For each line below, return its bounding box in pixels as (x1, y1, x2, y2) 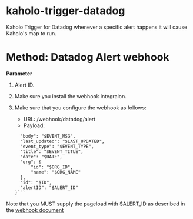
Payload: (23, 122, 45, 129)
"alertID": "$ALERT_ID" (20, 184, 78, 191)
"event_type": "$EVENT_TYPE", (20, 143, 94, 150)
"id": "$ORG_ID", (30, 164, 74, 170)
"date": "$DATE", (20, 154, 63, 160)
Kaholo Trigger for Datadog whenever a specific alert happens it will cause (6, 24, 188, 31)
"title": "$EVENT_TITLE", (20, 148, 84, 154)
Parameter (6, 69, 32, 77)
